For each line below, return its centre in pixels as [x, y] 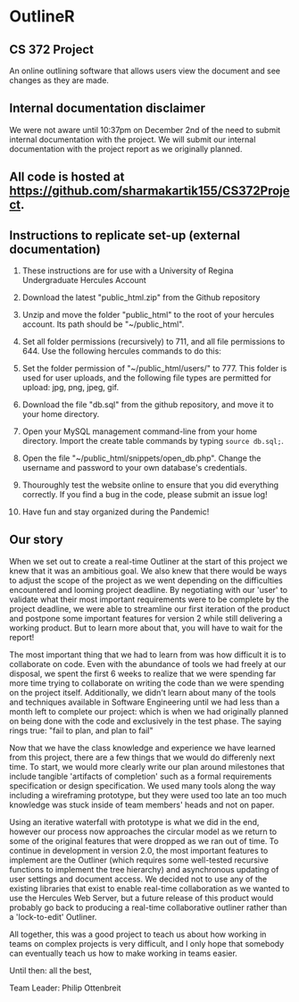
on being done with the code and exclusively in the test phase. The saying [145, 721]
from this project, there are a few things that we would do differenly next [142, 757]
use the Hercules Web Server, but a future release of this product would [141, 898]
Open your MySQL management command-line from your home [139, 431]
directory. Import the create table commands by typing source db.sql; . [153, 441]
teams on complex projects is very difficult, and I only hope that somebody [147, 943]
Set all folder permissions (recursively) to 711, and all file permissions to [154, 342]
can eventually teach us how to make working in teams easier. [124, 953]
